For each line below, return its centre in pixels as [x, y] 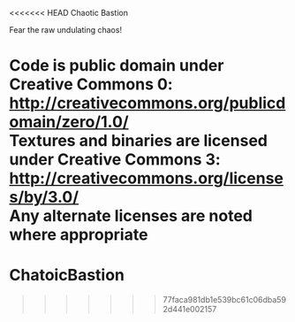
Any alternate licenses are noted [131, 216]
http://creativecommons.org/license [147, 178]
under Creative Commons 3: [115, 160]
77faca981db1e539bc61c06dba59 [225, 300]
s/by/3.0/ [44, 197]
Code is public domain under [117, 66]
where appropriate [79, 235]
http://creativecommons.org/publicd [147, 103]
